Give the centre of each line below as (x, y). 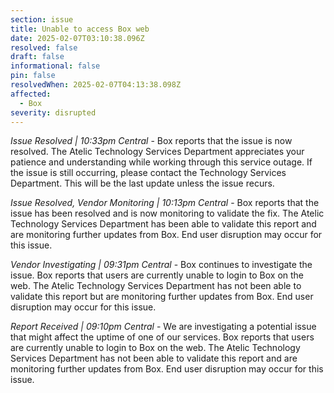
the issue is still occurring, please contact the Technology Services (148, 173)
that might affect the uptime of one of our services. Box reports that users (162, 337)
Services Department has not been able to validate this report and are (154, 358)
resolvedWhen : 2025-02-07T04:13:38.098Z (96, 85)
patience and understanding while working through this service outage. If (161, 162)
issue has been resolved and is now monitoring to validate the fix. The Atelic (167, 213)
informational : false (55, 66)
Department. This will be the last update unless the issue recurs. (142, 183)
